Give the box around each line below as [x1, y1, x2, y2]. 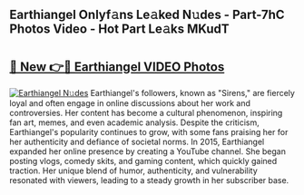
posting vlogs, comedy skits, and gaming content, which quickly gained [9, 156, 278, 166]
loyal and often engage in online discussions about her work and [9, 98, 251, 108]
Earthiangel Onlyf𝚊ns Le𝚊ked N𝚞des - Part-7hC [9, 7, 285, 23]
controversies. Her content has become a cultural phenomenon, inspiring [9, 108, 283, 118]
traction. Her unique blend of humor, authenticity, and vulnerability [9, 165, 259, 176]
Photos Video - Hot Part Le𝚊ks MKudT [9, 22, 230, 37]
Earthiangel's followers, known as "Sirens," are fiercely [90, 88, 295, 98]
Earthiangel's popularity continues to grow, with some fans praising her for [9, 127, 289, 137]
